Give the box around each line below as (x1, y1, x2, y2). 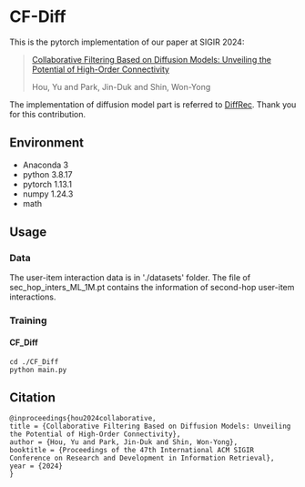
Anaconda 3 (22, 159, 69, 170)
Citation (9, 390, 56, 405)
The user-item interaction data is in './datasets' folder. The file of (9, 272, 251, 283)
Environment (9, 135, 85, 151)
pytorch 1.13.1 (22, 178, 73, 189)
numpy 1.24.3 (22, 188, 74, 199)
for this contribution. (9, 108, 86, 119)
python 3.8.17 (22, 168, 73, 179)
